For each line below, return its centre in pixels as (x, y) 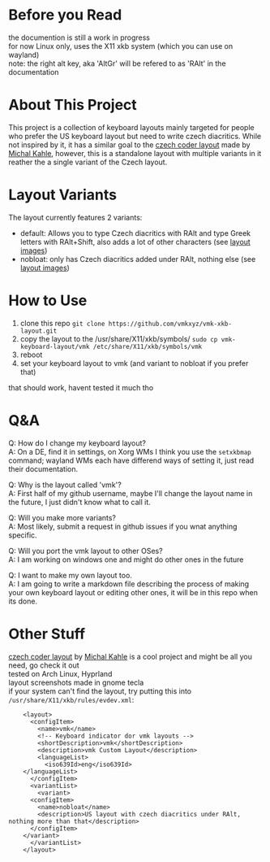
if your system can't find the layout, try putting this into (100, 691)
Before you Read (65, 15)
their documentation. (43, 468)
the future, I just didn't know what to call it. (80, 502)
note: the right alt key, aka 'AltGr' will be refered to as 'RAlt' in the (117, 63)
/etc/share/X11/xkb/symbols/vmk (148, 346)
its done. (23, 601)
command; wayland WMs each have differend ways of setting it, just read (131, 460)
